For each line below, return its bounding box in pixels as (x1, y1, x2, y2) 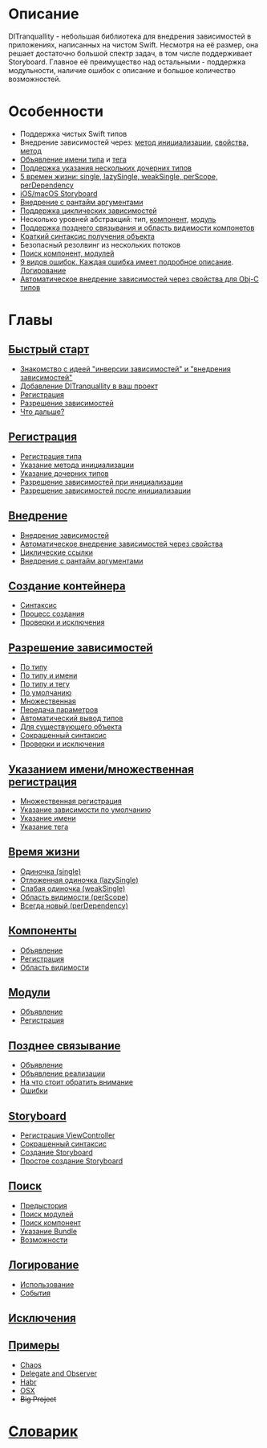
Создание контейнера (8, 579, 126, 593)
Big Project (19, 1394, 57, 1404)
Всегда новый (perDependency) (19, 900, 128, 910)
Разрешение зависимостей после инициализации (19, 486, 191, 495)
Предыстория (19, 1200, 68, 1210)
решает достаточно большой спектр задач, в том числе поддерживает (8, 48, 253, 58)
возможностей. (8, 74, 62, 84)
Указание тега (19, 822, 69, 831)
